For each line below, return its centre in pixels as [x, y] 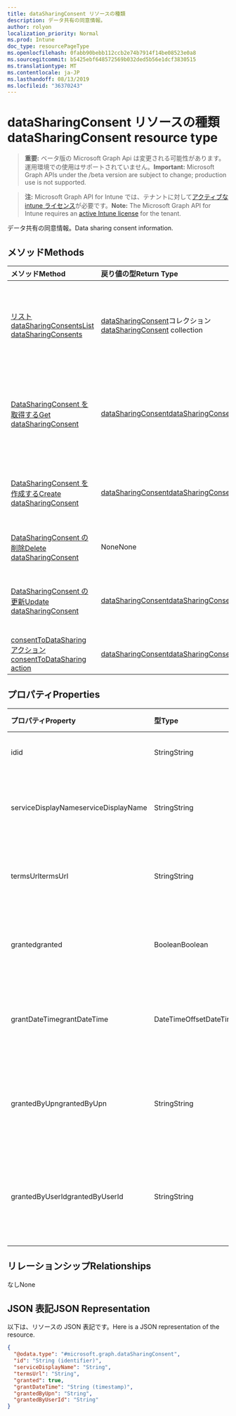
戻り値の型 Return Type [139, 274]
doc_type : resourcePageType [48, 46]
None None [119, 547]
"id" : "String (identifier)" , [58, 1361]
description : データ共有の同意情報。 [57, 20]
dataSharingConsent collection [152, 330]
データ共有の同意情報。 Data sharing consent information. [90, 228]
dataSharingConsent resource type [113, 138]
